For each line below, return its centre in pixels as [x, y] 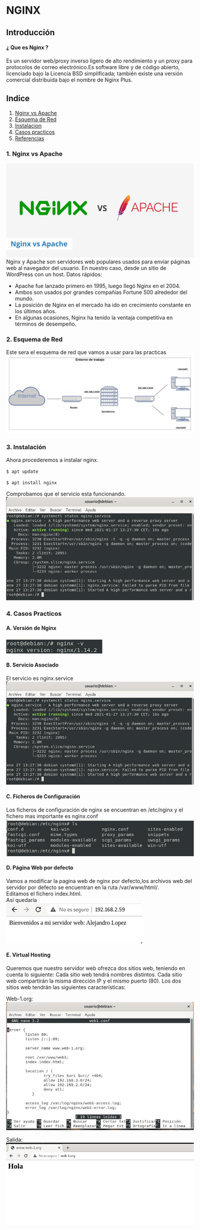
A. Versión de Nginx [31, 628]
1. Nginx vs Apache [35, 154]
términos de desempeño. [46, 324]
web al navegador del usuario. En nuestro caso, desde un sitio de [86, 268]
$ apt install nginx [32, 483]
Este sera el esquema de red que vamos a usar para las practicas [86, 352]
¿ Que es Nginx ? [27, 48]
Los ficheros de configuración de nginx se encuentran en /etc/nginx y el [95, 810]
